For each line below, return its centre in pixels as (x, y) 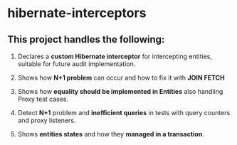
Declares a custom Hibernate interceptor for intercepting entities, (115, 56)
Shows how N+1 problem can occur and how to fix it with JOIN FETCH (121, 77)
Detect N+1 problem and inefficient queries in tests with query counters (124, 113)
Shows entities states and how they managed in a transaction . (111, 134)
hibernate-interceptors (77, 13)
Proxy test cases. (43, 99)
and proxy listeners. (47, 120)
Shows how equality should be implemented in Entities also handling (120, 91)
